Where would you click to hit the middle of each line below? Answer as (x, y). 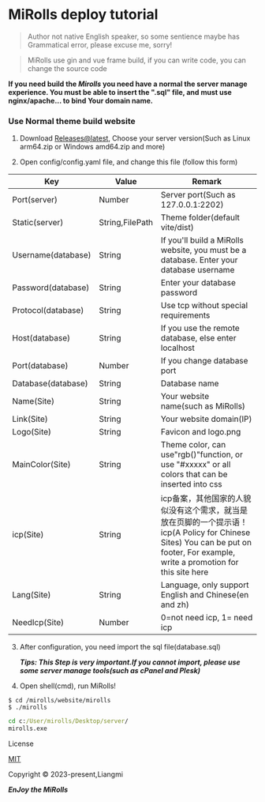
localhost (177, 348)
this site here (185, 572)
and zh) (175, 604)
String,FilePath (126, 223)
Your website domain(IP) (206, 419)
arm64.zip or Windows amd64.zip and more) (92, 147)
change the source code (67, 68)
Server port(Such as (198, 195)
